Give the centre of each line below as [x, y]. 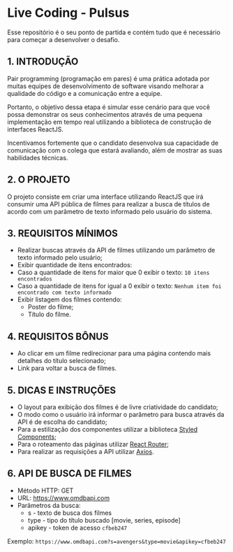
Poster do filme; [51, 307]
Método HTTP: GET [45, 490]
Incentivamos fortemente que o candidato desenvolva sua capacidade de [113, 143]
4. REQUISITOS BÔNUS [58, 336]
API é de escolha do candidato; [62, 422]
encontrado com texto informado [64, 293]
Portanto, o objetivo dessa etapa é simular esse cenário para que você [109, 107]
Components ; [37, 437]
